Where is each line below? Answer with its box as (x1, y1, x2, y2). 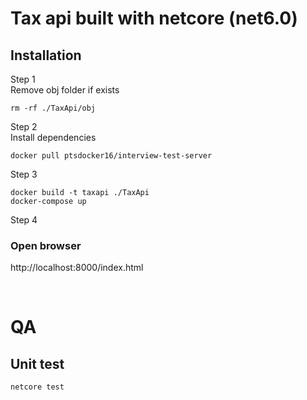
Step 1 (10, 73, 36, 85)
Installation (10, 47, 82, 64)
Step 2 (10, 121, 38, 132)
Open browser (10, 238, 82, 252)
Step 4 (10, 214, 38, 226)
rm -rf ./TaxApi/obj (10, 103, 97, 113)
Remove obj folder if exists (10, 84, 120, 96)
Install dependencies (10, 132, 97, 143)
